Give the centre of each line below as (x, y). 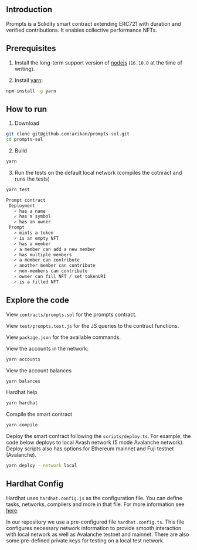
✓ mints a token (34, 233)
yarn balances (23, 381)
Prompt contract (26, 200)
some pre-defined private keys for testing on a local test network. (85, 540)
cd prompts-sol (25, 140)
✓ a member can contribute (47, 260)
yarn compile (22, 425)
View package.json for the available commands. (64, 337)
